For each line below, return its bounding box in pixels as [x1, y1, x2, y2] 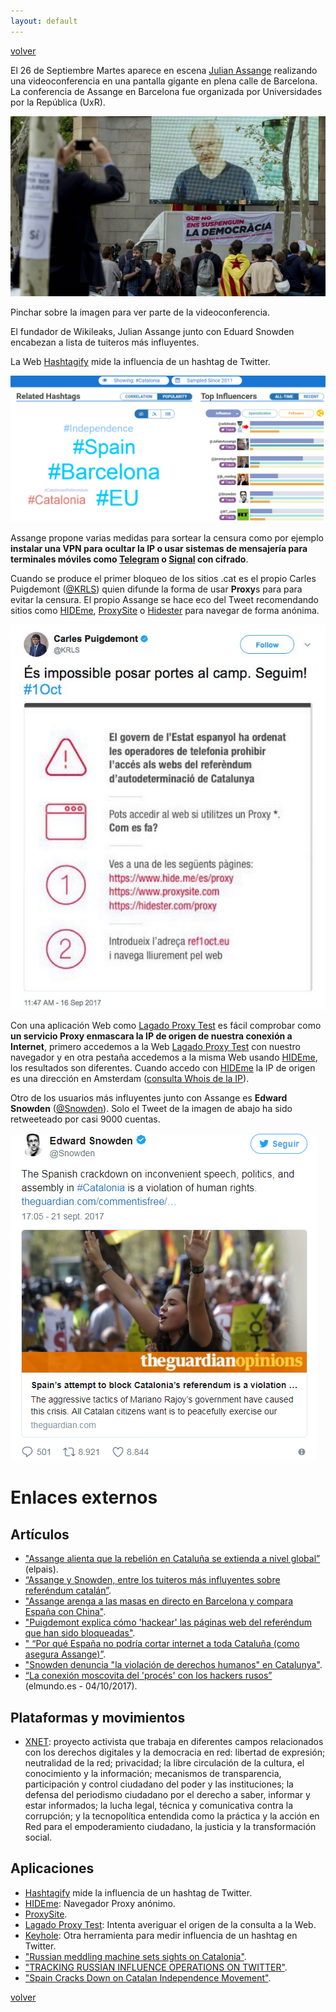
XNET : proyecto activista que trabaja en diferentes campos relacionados [24, 1735, 324, 1747]
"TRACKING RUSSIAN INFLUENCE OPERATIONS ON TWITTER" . [24, 1961, 288, 1973]
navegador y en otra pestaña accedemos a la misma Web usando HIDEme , [10, 1051, 318, 1064]
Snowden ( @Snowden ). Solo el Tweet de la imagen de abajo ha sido [10, 1103, 293, 1115]
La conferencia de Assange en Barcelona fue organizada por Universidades [10, 85, 323, 97]
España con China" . [24, 1606, 107, 1618]
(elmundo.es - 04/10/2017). [24, 1680, 138, 1692]
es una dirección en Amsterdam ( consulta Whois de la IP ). [10, 1073, 250, 1085]
